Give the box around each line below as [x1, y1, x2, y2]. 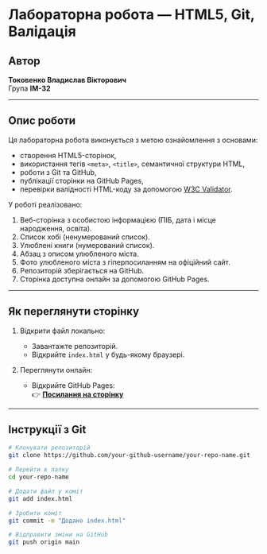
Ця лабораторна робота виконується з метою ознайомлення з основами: [8, 135, 258, 145]
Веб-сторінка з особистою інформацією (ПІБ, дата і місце [19, 215, 216, 224]
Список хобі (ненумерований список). [19, 232, 151, 242]
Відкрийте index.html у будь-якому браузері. [31, 350, 185, 359]
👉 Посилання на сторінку [31, 389, 124, 399]
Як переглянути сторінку [8, 304, 140, 319]
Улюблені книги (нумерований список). [19, 240, 155, 250]
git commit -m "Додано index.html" [8, 517, 126, 525]
